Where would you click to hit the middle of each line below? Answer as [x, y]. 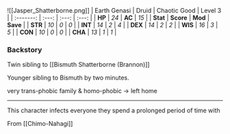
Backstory [25, 50]
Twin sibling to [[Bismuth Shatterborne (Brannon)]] [78, 65]
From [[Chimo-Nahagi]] [40, 124]
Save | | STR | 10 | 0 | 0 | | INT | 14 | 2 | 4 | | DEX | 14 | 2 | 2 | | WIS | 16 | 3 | [113, 25]
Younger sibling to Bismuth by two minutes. [68, 78]
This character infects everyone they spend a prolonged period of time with [114, 111]
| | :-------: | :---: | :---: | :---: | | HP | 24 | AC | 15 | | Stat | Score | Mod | [108, 18]
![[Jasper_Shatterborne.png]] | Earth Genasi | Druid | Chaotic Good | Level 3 [114, 11]
